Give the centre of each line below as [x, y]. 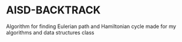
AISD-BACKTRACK [53, 10]
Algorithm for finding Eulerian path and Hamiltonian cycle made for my [91, 26]
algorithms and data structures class [50, 32]
